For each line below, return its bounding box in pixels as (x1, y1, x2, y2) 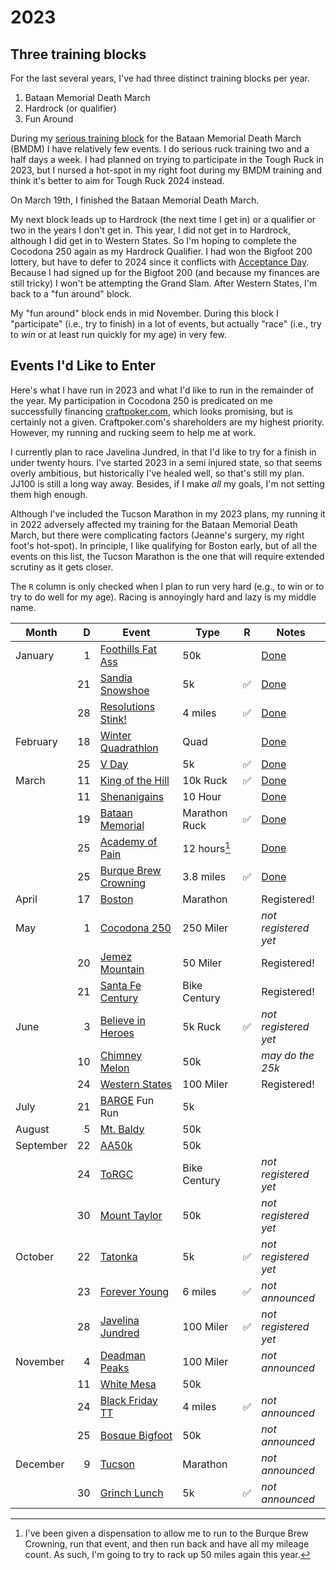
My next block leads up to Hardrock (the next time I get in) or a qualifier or (10, 214, 317, 225)
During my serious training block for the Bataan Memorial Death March (10, 132, 302, 144)
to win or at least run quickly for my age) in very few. (10, 329, 227, 340)
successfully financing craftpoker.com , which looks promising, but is (10, 405, 293, 417)
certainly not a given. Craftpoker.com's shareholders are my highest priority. (10, 416, 325, 428)
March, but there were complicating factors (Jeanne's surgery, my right (10, 529, 305, 541)
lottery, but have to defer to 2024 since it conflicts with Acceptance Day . (10, 256, 310, 268)
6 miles (182, 1284, 217, 1298)
